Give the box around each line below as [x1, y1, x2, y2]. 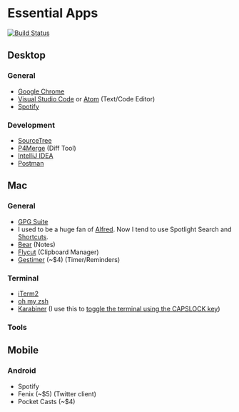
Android [7, 366, 36, 376]
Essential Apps [7, 5, 98, 21]
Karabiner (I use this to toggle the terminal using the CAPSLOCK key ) [17, 304, 220, 313]
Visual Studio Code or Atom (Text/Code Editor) [17, 94, 156, 103]
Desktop [7, 49, 46, 61]
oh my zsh [17, 296, 49, 305]
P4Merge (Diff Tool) [17, 144, 76, 152]
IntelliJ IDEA [17, 151, 54, 160]
